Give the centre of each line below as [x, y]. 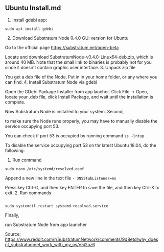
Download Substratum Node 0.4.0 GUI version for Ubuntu [70, 38]
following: [15, 150]
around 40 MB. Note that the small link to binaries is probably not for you [78, 62]
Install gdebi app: [30, 20]
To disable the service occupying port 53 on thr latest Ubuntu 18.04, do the [81, 145]
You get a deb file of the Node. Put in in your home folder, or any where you [81, 77]
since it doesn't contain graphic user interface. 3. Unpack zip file [70, 67]
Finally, [12, 215]
